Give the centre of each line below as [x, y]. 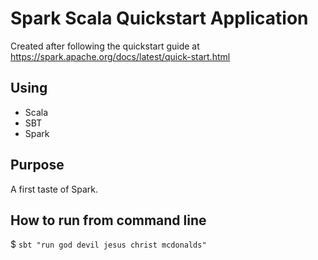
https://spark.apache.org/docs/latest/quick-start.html [120, 56]
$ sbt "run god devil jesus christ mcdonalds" [108, 244]
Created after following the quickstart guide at [105, 46]
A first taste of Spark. [54, 189]
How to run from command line [108, 220]
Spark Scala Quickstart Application [159, 18]
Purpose [37, 165]
